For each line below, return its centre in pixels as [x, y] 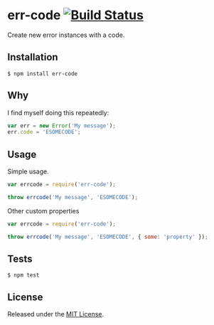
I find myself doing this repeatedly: [58, 112]
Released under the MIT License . [56, 314]
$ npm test [23, 275]
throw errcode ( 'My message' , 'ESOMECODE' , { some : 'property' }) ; [108, 237]
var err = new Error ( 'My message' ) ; [61, 126]
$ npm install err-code [43, 74]
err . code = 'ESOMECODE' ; [44, 132]
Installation [33, 57]
